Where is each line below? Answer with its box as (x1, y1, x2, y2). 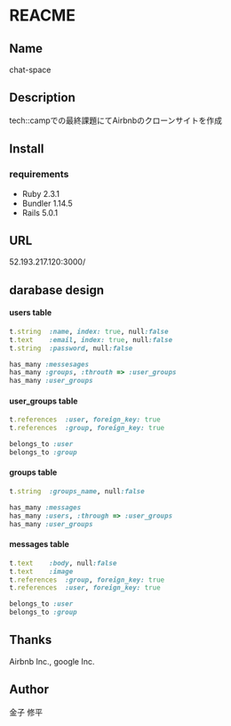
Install (9, 142, 44, 157)
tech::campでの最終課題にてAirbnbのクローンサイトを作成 (9, 115, 223, 126)
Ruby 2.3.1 (21, 188, 60, 199)
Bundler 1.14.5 (21, 198, 73, 208)
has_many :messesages (9, 360, 90, 369)
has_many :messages (9, 502, 82, 512)
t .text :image (9, 567, 74, 575)
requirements (9, 168, 69, 181)
